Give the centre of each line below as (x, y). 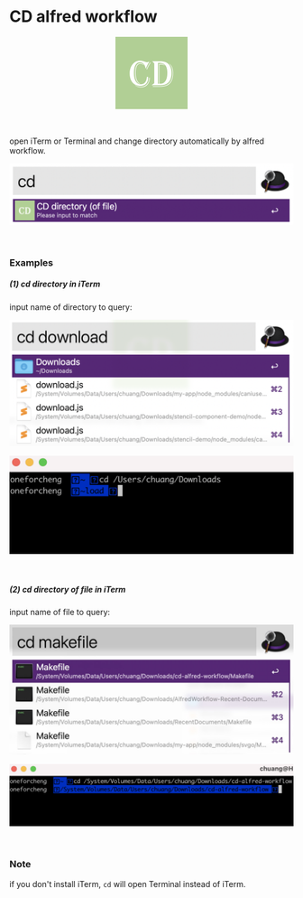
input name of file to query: (60, 613)
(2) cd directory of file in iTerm (68, 589)
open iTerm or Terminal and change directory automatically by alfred (137, 141)
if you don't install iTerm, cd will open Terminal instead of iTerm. (128, 884)
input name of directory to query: (71, 307)
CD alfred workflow (83, 17)
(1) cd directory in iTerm (55, 284)
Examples (32, 262)
